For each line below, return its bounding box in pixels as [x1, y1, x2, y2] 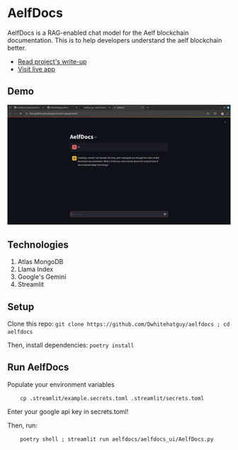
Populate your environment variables [7, 380, 115, 388]
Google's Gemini [17, 273, 67, 281]
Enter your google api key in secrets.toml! [7, 407, 129, 416]
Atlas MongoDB [17, 258, 64, 266]
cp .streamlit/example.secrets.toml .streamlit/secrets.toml [20, 395, 204, 402]
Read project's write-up [17, 57, 87, 65]
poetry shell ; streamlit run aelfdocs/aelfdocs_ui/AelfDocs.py [20, 435, 214, 443]
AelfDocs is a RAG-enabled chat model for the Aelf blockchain [7, 28, 189, 37]
